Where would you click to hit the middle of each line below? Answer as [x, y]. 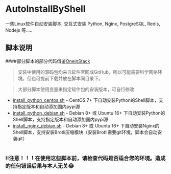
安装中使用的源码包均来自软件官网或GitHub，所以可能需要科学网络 [88, 72]
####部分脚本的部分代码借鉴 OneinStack [48, 61]
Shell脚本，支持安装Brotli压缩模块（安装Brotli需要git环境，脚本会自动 [85, 132]
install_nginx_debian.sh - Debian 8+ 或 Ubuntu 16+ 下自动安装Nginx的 [86, 125]
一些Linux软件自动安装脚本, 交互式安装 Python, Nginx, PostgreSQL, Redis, [83, 24]
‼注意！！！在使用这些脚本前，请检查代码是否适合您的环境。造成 [86, 158]
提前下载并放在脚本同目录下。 [71, 78]
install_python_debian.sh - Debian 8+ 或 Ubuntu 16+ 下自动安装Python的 [89, 113]
